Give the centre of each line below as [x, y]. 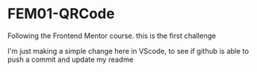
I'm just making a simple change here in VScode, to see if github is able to [128, 51]
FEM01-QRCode [61, 14]
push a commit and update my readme [71, 59]
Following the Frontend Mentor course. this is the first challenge [112, 36]
